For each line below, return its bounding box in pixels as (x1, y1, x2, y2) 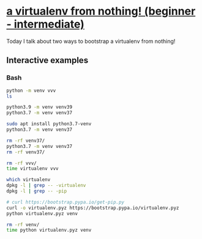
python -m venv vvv (6, 87, 56, 94)
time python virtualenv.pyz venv (6, 227, 92, 233)
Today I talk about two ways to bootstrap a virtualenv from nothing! (6, 37, 176, 45)
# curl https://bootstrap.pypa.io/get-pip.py (6, 199, 124, 205)
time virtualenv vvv (6, 166, 59, 172)
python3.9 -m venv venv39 (6, 104, 72, 111)
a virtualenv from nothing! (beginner (6, 4, 196, 18)
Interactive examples (6, 55, 89, 65)
